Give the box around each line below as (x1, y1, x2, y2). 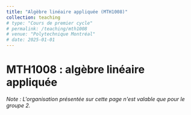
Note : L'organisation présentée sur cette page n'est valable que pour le (6, 95, 185, 102)
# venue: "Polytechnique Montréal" (6, 31, 96, 37)
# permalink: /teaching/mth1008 (6, 25, 87, 32)
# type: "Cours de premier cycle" (6, 20, 93, 26)
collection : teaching (6, 14, 61, 20)
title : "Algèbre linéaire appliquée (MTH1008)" (6, 8, 128, 15)
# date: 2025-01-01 (6, 37, 55, 43)
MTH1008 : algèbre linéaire (6, 63, 145, 76)
